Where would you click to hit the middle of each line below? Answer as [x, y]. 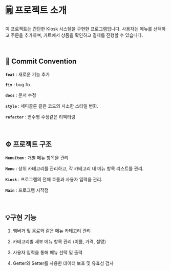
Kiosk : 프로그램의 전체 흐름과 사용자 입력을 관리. [54, 179]
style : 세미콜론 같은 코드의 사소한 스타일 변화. [52, 106]
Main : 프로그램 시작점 [27, 190]
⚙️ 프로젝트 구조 [29, 144]
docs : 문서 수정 [21, 95]
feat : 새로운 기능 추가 [28, 74]
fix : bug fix [18, 84]
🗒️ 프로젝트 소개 [36, 10]
